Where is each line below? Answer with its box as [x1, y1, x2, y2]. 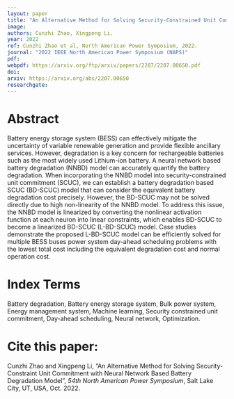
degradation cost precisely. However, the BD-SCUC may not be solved [7, 193, 210, 202]
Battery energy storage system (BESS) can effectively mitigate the [7, 134, 197, 142]
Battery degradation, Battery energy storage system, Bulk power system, [7, 300, 217, 308]
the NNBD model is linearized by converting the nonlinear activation [7, 208, 202, 216]
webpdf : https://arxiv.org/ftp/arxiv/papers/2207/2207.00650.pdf [7, 62, 201, 69]
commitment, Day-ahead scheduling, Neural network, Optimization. [7, 314, 201, 323]
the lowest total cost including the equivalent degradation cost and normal [7, 245, 221, 254]
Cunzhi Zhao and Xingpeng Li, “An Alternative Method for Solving [7, 362, 195, 370]
